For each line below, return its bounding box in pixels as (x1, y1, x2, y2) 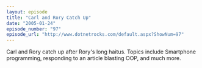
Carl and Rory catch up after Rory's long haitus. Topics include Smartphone (6, 48, 197, 55)
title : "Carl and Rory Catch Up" (6, 15, 92, 21)
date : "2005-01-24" (6, 20, 56, 26)
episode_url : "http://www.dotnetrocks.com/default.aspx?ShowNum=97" (6, 32, 184, 38)
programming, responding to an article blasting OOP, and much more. (6, 55, 181, 62)
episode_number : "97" (6, 25, 62, 32)
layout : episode (6, 8, 48, 15)
